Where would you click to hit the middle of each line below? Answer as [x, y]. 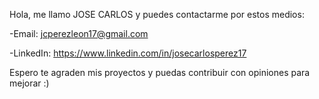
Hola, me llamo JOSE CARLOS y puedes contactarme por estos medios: [157, 14]
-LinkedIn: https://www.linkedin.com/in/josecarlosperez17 [128, 53]
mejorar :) [29, 83]
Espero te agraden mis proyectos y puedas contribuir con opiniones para [160, 72]
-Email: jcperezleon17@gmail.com [79, 33]
